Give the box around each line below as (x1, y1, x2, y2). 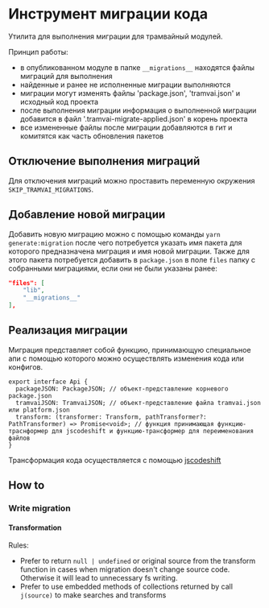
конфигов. (8, 362, 43, 371)
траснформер (8, 427, 48, 435)
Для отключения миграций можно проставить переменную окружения (8, 176, 255, 185)
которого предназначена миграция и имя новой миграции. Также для (8, 246, 250, 256)
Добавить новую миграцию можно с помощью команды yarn (8, 229, 221, 238)
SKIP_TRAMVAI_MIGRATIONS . (8, 184, 94, 194)
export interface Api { (8, 378, 89, 386)
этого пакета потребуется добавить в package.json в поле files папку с (8, 254, 256, 264)
